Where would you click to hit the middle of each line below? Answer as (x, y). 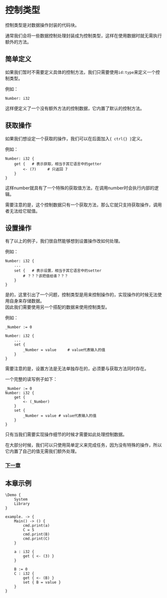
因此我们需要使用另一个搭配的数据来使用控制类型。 (57, 307)
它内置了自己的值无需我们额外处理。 (42, 451)
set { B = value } (42, 583)
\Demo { (13, 495)
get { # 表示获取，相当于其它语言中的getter (58, 164)
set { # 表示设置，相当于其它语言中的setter (58, 271)
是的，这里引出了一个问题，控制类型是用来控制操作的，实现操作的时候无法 (81, 295)
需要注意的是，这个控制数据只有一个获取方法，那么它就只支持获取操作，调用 (83, 205)
